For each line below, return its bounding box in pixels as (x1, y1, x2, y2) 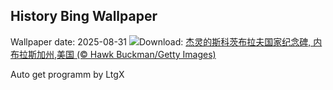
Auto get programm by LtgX (10, 68, 125, 80)
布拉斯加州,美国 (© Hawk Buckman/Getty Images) (10, 48, 217, 60)
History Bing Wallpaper (10, 8, 158, 25)
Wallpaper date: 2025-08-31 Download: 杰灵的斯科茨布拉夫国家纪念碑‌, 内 (10, 35, 323, 48)
